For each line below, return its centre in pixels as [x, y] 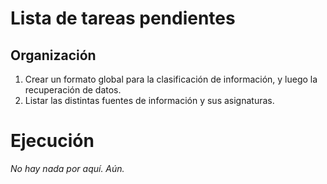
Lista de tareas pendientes [123, 18]
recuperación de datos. [73, 90]
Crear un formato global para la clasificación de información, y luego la [171, 79]
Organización [53, 55]
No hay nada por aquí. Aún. [67, 168]
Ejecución [52, 141]
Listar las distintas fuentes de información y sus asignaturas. [149, 100]
